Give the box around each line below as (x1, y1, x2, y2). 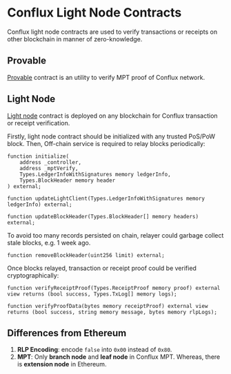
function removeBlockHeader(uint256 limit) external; (7, 251, 165, 259)
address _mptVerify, (19, 165, 79, 172)
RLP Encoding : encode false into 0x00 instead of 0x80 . (17, 346, 172, 354)
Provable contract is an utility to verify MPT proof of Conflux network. (7, 73, 205, 81)
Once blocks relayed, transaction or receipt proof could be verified (7, 264, 197, 272)
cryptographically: (7, 271, 59, 280)
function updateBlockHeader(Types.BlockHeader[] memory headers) (7, 213, 199, 220)
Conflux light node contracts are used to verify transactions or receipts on (7, 28, 218, 36)
